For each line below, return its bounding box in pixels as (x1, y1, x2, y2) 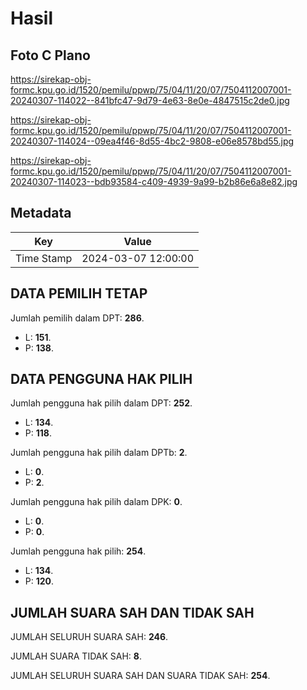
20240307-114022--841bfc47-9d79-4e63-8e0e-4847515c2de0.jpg (10, 95, 290, 106)
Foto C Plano (10, 47, 91, 64)
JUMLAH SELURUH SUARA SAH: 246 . (10, 631, 169, 643)
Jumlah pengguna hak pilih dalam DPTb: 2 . (10, 447, 188, 459)
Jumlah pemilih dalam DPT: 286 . (10, 312, 145, 324)
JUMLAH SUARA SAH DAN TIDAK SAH (10, 604, 255, 621)
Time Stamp (15, 251, 73, 265)
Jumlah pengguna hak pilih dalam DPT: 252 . (10, 397, 193, 409)
